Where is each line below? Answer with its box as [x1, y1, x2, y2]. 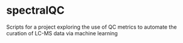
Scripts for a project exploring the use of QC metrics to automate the [6, 23, 177, 30]
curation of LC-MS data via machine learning [6, 29, 118, 36]
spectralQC [6, 4, 65, 17]
